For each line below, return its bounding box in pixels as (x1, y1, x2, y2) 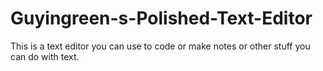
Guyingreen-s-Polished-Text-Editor (10, 7, 313, 30)
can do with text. (10, 50, 80, 62)
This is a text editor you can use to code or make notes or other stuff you (10, 40, 311, 52)
